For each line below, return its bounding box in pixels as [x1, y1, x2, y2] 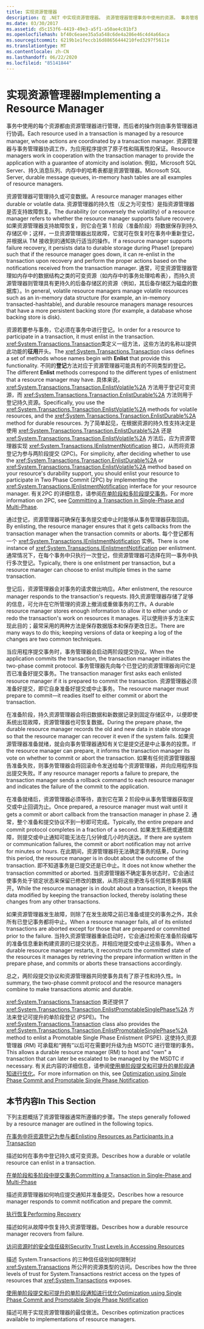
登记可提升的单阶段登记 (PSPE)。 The [16, 1013, 109, 1021]
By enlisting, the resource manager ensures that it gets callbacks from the [6, 522, 191, 530]
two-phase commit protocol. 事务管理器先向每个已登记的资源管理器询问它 [6, 662, 191, 669]
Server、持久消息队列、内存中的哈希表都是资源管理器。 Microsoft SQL [6, 167, 181, 174]
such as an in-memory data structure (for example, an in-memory [6, 294, 171, 302]
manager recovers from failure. [6, 1230, 84, 1238]
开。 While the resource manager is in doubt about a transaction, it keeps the [6, 885, 197, 892]
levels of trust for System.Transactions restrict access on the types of [6, 1270, 181, 1278]
